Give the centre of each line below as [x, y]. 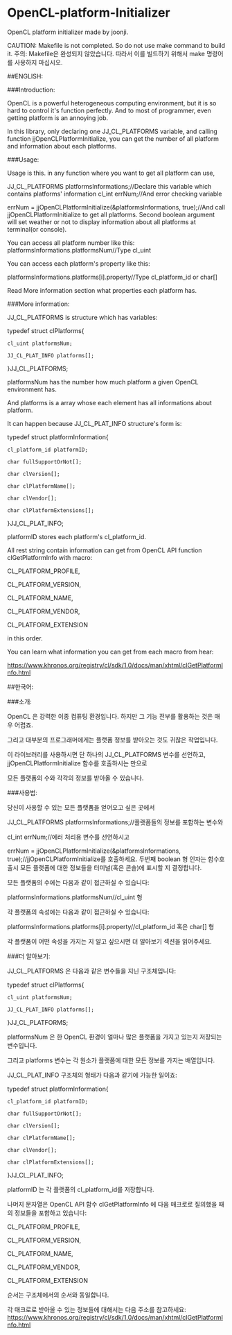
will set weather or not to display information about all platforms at [101, 222]
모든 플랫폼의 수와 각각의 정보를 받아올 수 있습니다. [75, 778]
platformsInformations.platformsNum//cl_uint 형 [75, 897]
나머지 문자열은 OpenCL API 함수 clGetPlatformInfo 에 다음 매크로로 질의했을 [112, 1204]
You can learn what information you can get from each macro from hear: [110, 652]
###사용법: [23, 792]
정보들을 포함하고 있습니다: [51, 1213]
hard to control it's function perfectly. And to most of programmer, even [109, 110]
